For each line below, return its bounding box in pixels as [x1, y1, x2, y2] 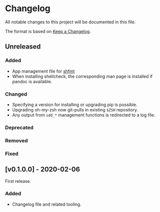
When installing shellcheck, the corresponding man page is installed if [12, 73, 153, 79]
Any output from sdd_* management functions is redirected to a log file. [12, 112, 156, 118]
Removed [5, 137, 28, 144]
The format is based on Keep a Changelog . [5, 28, 91, 34]
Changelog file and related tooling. [12, 201, 82, 207]
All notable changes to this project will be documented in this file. [5, 19, 136, 25]
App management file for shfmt [12, 68, 75, 74]
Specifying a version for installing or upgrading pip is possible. [12, 102, 138, 107]
